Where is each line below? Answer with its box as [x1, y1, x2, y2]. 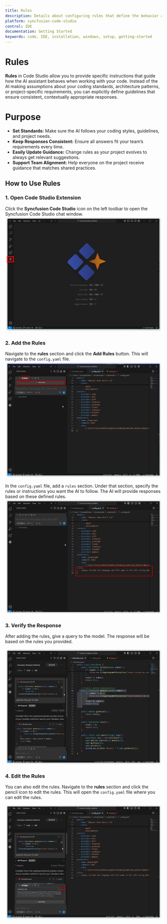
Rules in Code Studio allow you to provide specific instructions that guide [5, 73, 156, 79]
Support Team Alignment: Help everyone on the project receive [12, 159, 144, 165]
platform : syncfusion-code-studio [5, 18, 77, 23]
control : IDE [5, 24, 32, 29]
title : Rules [5, 8, 32, 13]
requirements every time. [12, 143, 64, 149]
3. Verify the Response [5, 622, 62, 629]
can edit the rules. [5, 795, 42, 801]
